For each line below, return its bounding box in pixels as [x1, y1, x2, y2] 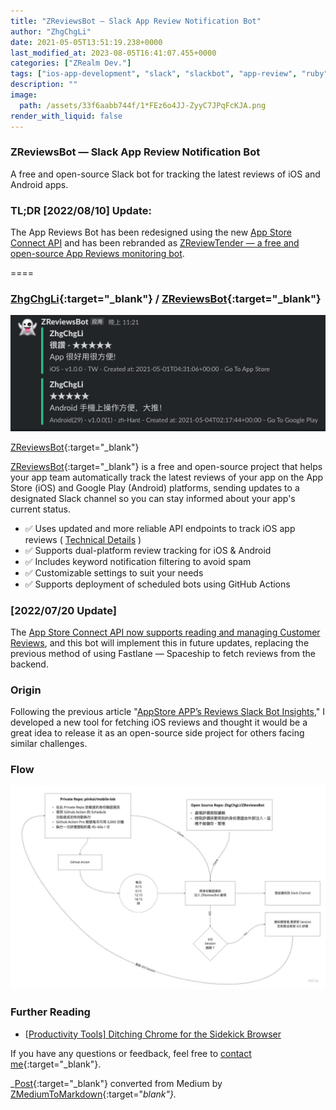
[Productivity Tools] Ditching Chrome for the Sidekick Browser [24, 1028, 282, 1040]
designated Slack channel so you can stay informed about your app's [10, 492, 296, 504]
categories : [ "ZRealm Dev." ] [10, 58, 132, 69]
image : [10, 90, 38, 100]
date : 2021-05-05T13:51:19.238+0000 [10, 37, 163, 47]
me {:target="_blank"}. [10, 1058, 102, 1070]
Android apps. [10, 178, 69, 190]
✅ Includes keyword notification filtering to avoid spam [24, 555, 252, 567]
